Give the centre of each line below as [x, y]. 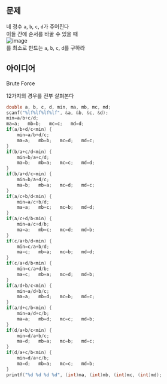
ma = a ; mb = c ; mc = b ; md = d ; [56, 208]
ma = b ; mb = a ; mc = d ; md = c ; [56, 185]
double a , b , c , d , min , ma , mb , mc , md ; [59, 107]
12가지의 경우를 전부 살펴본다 [40, 95]
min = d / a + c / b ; [33, 358]
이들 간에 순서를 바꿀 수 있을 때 [42, 34]
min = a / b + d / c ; [33, 135]
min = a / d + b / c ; [33, 291]
